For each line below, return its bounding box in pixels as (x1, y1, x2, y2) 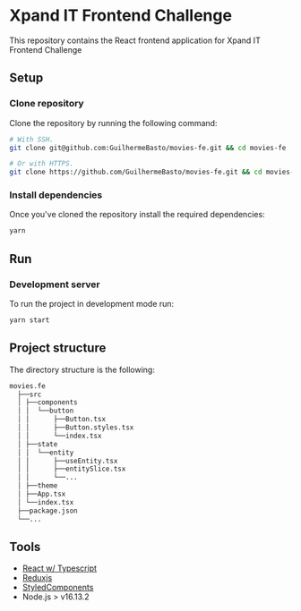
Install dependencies (9, 189, 103, 201)
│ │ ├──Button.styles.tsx (17, 423, 134, 432)
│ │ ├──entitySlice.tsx (17, 464, 126, 474)
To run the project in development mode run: (9, 298, 175, 309)
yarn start (9, 315, 50, 325)
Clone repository (9, 98, 84, 110)
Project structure (9, 341, 107, 356)
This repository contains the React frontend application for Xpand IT (9, 35, 262, 46)
